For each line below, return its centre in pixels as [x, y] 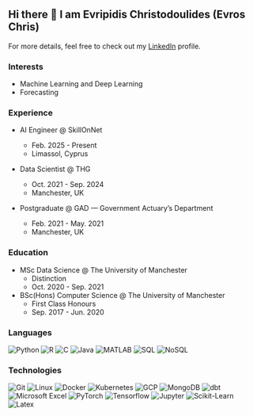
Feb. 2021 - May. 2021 [68, 223]
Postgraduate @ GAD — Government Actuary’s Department [116, 208]
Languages [30, 332]
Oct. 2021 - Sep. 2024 [68, 185]
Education [28, 253]
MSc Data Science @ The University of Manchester [104, 269]
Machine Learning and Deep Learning [81, 84]
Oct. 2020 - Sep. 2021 [68, 287]
